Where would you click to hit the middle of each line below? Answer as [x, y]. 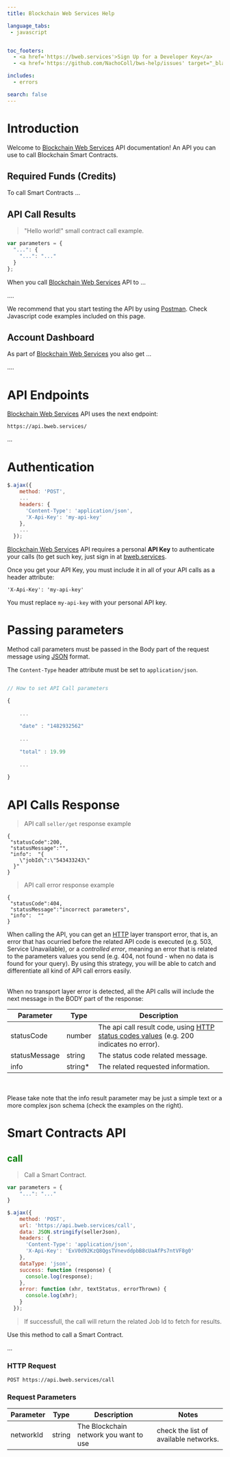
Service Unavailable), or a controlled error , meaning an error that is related [112, 949]
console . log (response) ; [59, 1277]
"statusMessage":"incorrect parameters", [70, 910]
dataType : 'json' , [46, 1264]
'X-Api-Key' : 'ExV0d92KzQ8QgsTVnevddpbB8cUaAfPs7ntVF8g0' [110, 1251]
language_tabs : [29, 26]
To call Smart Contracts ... [44, 193]
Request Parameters [42, 1397]
